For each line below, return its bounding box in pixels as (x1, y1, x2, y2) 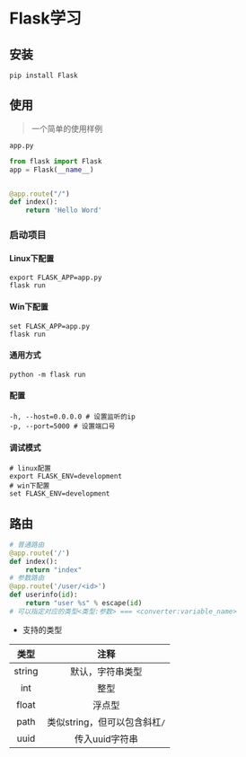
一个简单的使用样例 (31, 123, 103, 134)
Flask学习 (9, 8, 83, 29)
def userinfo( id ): (9, 590, 78, 600)
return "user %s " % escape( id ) (25, 599, 143, 608)
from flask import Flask (9, 156, 102, 166)
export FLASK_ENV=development (9, 472, 123, 481)
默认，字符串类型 (70, 665, 143, 678)
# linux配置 (9, 464, 51, 473)
